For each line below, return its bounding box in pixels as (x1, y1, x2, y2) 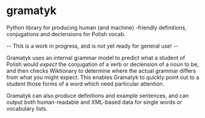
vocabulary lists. (6, 105, 48, 112)
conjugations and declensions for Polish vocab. (6, 30, 126, 37)
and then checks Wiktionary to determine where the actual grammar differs (6, 67, 196, 74)
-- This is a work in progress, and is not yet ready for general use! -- (6, 42, 179, 50)
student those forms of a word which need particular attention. (6, 80, 165, 87)
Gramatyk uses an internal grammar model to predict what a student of (6, 54, 185, 61)
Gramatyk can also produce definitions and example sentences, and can (6, 92, 189, 99)
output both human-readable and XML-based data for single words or (6, 98, 182, 106)
